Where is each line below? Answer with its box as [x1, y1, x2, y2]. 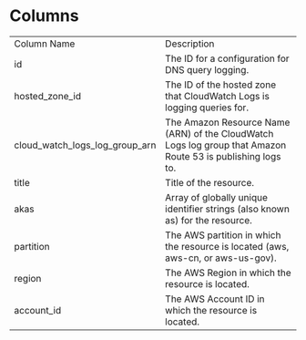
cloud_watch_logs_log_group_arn [14, 139, 157, 151]
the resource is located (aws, [165, 240, 290, 252]
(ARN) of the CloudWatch [165, 127, 274, 139]
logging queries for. [165, 101, 249, 114]
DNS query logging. [165, 63, 250, 76]
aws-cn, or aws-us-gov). [165, 252, 278, 264]
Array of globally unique [165, 191, 269, 203]
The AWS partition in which [165, 229, 281, 242]
